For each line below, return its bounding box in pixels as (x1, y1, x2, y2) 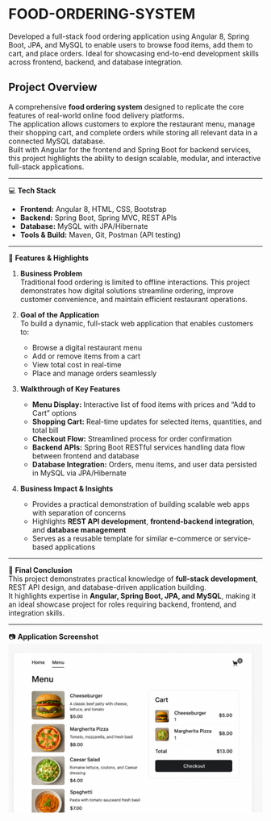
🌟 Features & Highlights (8, 253, 89, 263)
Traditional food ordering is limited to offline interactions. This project (19, 277, 250, 287)
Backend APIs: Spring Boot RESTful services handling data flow (31, 442, 246, 452)
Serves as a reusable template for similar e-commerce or (31, 533, 222, 543)
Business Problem (19, 268, 83, 278)
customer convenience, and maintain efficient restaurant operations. (19, 294, 248, 304)
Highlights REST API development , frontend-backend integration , (31, 516, 255, 526)
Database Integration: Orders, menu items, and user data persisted (31, 459, 257, 469)
